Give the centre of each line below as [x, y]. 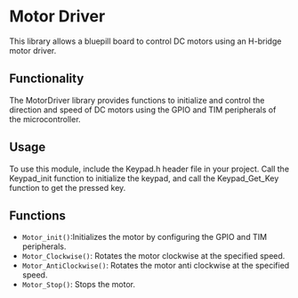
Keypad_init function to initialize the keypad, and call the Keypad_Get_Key [144, 178]
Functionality [47, 79]
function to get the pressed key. [68, 187]
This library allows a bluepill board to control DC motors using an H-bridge [145, 41]
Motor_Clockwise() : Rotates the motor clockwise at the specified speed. [153, 256]
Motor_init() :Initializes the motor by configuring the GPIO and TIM [145, 237]
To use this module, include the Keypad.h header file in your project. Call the [149, 169]
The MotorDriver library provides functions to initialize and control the [137, 100]
